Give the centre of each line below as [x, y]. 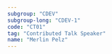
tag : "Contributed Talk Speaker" [57, 33]
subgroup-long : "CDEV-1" [44, 20]
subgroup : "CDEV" [33, 14]
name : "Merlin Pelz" [38, 40]
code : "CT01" [27, 27]
